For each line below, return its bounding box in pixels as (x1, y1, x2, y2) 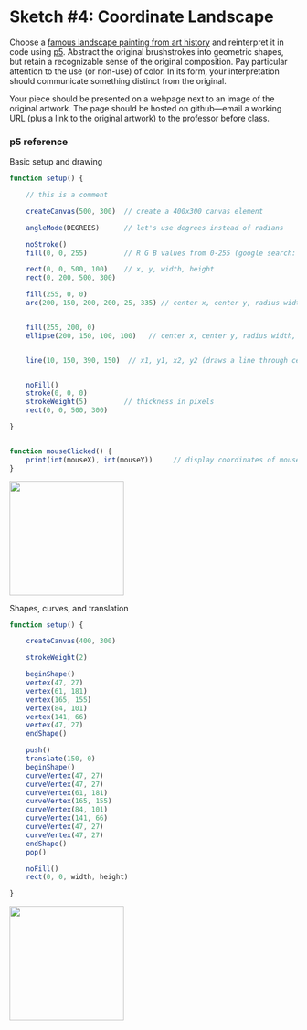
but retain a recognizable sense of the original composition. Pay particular (9, 56, 288, 67)
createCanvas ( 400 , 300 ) (26, 637, 117, 646)
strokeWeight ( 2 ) (26, 653, 89, 663)
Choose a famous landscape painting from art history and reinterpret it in (9, 37, 285, 48)
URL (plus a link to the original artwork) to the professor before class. (9, 112, 270, 123)
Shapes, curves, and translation (9, 602, 130, 613)
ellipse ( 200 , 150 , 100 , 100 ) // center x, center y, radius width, (26, 331, 297, 340)
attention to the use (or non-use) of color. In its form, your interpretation (9, 66, 281, 77)
